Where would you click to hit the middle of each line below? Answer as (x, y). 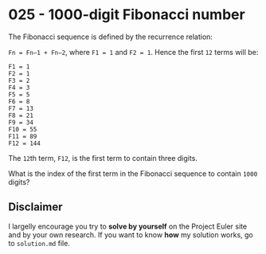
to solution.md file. (39, 243)
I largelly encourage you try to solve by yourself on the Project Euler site (128, 226)
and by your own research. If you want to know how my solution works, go (131, 234)
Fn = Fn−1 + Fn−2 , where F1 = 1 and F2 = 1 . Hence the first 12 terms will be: (133, 52)
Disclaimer (35, 207)
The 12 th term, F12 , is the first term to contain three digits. (103, 158)
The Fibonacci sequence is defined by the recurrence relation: (111, 37)
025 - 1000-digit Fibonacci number (127, 15)
